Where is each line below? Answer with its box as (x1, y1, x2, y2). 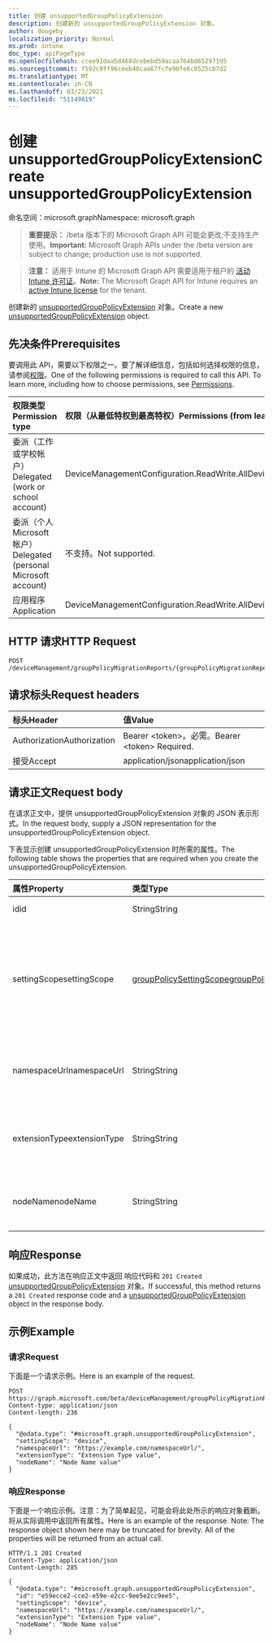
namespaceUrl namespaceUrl (12, 1065, 124, 1077)
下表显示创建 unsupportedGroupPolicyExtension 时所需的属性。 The (8, 844, 235, 854)
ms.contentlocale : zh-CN (8, 80, 93, 88)
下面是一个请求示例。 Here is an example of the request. (8, 1371, 195, 1381)
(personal (12, 560, 50, 570)
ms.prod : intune (8, 42, 63, 50)
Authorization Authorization (12, 735, 115, 746)
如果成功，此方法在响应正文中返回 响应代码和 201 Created (8, 1271, 202, 1281)
